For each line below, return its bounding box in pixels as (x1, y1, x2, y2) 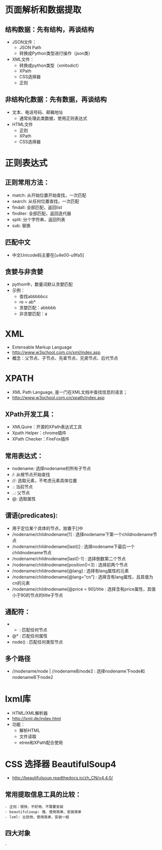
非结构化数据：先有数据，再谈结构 (5, 95, 107, 104)
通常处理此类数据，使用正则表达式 (19, 115, 88, 121)
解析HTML (19, 727, 40, 733)
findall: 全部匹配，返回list (12, 204, 62, 210)
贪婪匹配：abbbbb (19, 305, 57, 311)
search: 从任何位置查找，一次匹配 (12, 198, 79, 204)
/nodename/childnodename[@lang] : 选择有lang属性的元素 (12, 567, 129, 574)
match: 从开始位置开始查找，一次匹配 (12, 192, 87, 198)
